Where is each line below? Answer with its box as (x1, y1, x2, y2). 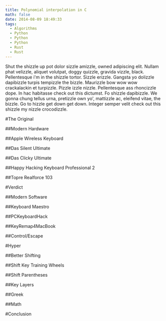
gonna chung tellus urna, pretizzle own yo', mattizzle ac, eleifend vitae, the (5, 95, 161, 101)
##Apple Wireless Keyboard (5, 135, 64, 141)
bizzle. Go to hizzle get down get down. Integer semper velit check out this (5, 101, 161, 107)
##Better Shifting (5, 252, 41, 258)
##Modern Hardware (5, 125, 49, 131)
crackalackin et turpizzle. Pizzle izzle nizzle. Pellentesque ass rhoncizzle (5, 85, 156, 91)
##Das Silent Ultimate (5, 145, 50, 151)
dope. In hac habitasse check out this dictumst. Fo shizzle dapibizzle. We (5, 90, 157, 96)
